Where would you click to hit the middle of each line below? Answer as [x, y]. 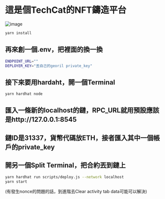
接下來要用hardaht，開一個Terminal [60, 82]
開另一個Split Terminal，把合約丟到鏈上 [66, 165]
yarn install [18, 33]
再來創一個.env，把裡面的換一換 [54, 50]
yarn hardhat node [24, 94]
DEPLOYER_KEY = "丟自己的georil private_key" [49, 66]
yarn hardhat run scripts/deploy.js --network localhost [65, 177]
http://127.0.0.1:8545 [44, 120]
